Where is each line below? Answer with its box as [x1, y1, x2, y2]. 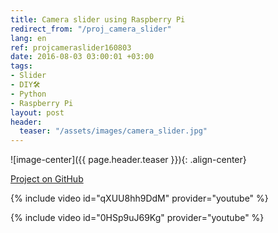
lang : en [10, 33, 47, 43]
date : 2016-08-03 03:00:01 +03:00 [10, 52, 155, 62]
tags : [10, 61, 33, 71]
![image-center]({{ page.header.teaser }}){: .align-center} [10, 154, 247, 166]
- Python [10, 89, 47, 99]
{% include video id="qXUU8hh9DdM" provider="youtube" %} [10, 192, 269, 205]
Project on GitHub [10, 173, 84, 185]
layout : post [10, 107, 65, 118]
